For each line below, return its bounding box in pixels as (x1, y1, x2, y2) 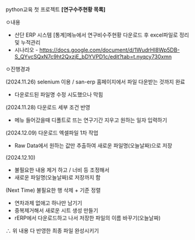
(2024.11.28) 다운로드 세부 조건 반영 (5, 104, 91, 110)
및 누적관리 (14, 39, 41, 46)
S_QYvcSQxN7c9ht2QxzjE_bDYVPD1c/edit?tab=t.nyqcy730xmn (14, 53, 172, 60)
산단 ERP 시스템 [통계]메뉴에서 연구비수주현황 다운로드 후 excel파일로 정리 (14, 31, 190, 38)
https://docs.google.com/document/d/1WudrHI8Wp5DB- (39, 46, 180, 53)
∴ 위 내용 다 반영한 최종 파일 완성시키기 (5, 227, 99, 234)
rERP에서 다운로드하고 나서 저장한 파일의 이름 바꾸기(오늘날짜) (14, 214, 161, 221)
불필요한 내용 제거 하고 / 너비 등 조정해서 (14, 166, 110, 173)
